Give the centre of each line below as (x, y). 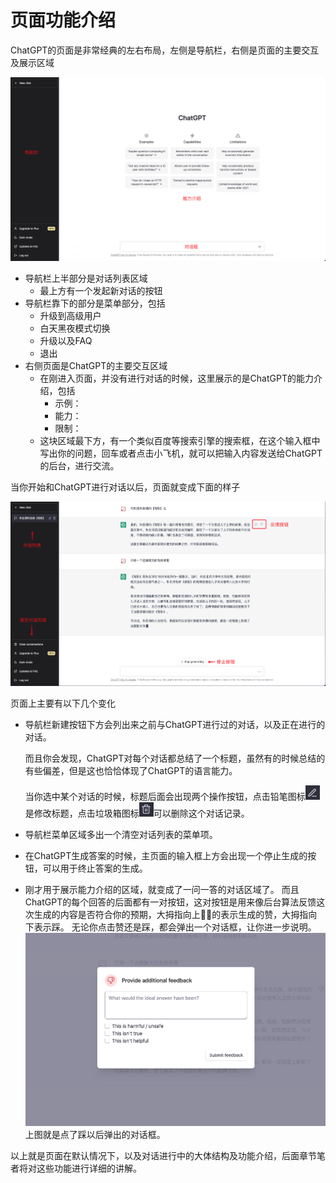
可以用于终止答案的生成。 (95, 868)
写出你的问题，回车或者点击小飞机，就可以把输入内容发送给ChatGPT (181, 453)
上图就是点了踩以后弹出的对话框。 (95, 1135)
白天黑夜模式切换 (75, 328)
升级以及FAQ (66, 341)
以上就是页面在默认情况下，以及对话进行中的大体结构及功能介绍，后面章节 (163, 1156)
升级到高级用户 (70, 316)
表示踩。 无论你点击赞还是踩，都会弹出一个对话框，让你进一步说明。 (175, 927)
